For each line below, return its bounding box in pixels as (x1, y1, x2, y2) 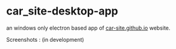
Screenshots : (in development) (6, 36, 84, 43)
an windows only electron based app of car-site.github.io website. (6, 24, 171, 31)
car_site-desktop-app (6, 4, 119, 18)
